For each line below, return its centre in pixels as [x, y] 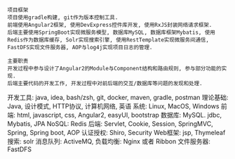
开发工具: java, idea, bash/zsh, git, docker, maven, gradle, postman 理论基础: [118, 97]
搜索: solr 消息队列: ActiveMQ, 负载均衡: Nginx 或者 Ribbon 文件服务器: [109, 141]
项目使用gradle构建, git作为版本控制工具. [63, 18]
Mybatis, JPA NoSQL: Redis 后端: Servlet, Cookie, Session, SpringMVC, [110, 124]
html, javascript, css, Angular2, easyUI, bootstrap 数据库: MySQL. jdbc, [119, 115]
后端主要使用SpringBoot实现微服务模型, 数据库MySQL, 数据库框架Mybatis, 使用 [111, 32]
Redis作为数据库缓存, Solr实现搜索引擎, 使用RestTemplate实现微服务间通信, [108, 40]
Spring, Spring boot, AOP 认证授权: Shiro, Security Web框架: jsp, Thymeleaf [116, 133]
